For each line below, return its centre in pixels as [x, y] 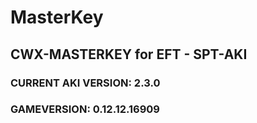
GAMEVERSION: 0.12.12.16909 [85, 109]
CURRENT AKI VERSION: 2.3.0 [85, 83]
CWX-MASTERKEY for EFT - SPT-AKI [129, 54]
